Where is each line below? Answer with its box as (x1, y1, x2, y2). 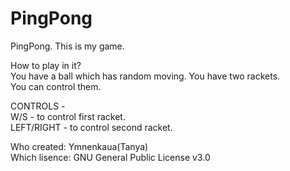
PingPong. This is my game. (10, 40, 125, 52)
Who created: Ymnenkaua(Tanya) (10, 140, 149, 152)
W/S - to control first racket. (10, 110, 126, 122)
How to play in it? (10, 59, 82, 71)
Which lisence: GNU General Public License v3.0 (10, 151, 211, 163)
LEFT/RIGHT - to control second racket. (10, 121, 173, 133)
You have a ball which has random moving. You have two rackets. (10, 70, 281, 82)
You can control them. (10, 80, 102, 92)
